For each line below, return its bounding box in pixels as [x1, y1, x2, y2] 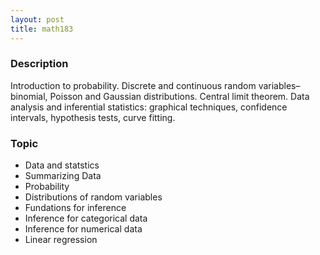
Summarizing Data [24, 170, 102, 182]
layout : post [10, 14, 65, 25]
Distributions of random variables [24, 191, 163, 203]
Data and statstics [24, 159, 100, 171]
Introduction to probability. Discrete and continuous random [10, 79, 257, 91]
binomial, [10, 90, 48, 102]
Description [10, 57, 69, 71]
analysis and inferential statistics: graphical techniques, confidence [10, 101, 288, 113]
